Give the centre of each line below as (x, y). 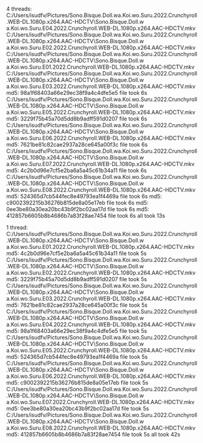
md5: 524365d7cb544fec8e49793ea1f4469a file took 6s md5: (84, 196)
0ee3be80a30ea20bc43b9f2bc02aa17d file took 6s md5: (78, 209)
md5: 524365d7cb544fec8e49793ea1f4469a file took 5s (77, 357)
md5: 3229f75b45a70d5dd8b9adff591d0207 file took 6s (77, 119)
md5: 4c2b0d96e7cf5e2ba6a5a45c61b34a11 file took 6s (77, 170)
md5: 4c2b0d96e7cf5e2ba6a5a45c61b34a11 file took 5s (77, 253)
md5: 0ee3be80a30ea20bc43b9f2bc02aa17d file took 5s (78, 408)
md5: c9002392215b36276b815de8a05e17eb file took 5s (77, 382)
